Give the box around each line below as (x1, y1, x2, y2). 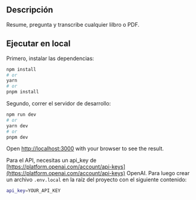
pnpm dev (6, 134, 28, 140)
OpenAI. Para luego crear (126, 170, 190, 177)
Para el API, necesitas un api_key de (6, 157, 97, 164)
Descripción (6, 5, 53, 15)
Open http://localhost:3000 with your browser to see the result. (6, 145, 165, 152)
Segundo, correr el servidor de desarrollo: (6, 100, 111, 107)
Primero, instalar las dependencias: (6, 55, 94, 62)
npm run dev (6, 112, 36, 118)
